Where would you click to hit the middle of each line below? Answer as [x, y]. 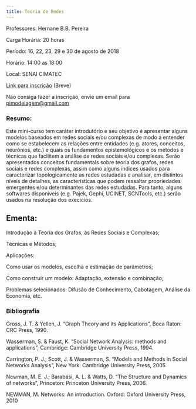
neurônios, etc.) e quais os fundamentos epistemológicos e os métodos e [95, 149]
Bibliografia [23, 311]
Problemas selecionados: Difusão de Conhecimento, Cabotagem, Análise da [98, 290]
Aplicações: [20, 255]
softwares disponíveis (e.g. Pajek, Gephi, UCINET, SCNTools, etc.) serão [94, 193]
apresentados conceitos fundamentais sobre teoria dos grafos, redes [90, 162]
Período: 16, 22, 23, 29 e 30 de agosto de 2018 [62, 51]
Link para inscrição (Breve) [39, 85]
